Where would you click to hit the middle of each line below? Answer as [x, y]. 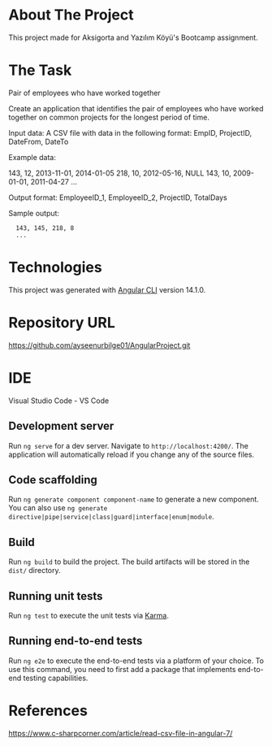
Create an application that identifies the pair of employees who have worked [136, 108]
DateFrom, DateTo [39, 141]
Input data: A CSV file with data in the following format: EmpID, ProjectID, [130, 132]
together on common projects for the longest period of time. [109, 117]
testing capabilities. [56, 678]
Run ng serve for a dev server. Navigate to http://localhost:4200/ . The [129, 445]
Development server [61, 426]
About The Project [71, 15]
